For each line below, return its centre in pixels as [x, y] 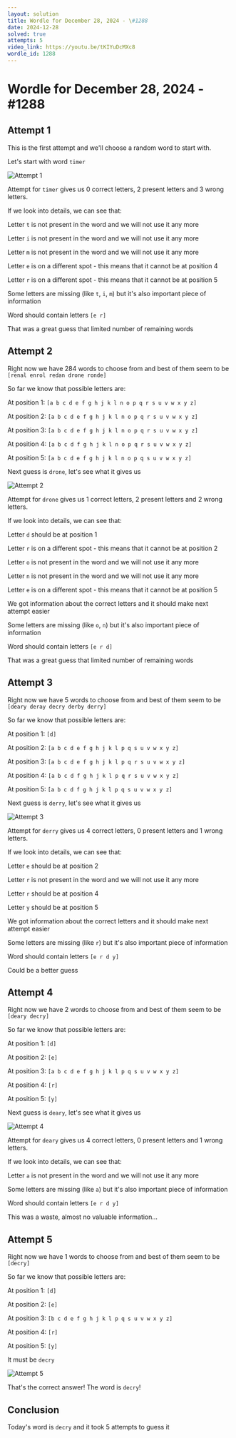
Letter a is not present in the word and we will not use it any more [103, 1175]
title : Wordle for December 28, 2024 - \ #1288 [78, 21]
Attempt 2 [30, 351]
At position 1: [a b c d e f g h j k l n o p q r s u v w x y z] [102, 402]
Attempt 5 [30, 1239]
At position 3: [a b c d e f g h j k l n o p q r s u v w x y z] [103, 430]
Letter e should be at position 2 [53, 866]
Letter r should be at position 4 [53, 893]
